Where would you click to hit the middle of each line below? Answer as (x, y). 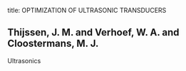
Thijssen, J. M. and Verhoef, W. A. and (93, 32)
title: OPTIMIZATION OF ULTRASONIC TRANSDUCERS (87, 10)
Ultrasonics (24, 60)
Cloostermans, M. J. (53, 44)
